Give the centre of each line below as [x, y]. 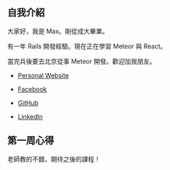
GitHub [28, 103]
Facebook [32, 89]
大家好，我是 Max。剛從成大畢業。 [58, 31]
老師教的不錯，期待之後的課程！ [54, 159]
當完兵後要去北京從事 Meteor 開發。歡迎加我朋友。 [81, 61]
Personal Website [43, 75]
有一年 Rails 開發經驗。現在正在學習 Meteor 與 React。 [87, 46]
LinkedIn [30, 116]
